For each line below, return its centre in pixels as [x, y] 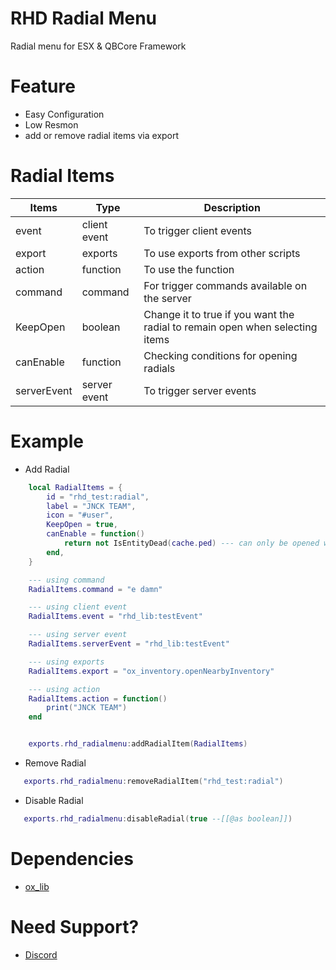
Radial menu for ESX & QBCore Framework [98, 46]
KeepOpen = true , [82, 525]
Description [232, 207]
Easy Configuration [64, 114]
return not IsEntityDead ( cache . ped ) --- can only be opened [191, 543]
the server [167, 298]
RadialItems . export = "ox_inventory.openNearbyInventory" [151, 671]
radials [159, 368]
